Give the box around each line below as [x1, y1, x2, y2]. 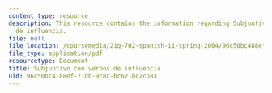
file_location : [8, 42, 60, 50]
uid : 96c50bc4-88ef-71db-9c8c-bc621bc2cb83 [8, 72, 158, 80]
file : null [8, 34, 45, 43]
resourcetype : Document [8, 57, 89, 66]
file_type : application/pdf [8, 49, 104, 57]
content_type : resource [8, 11, 89, 20]
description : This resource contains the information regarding [8, 19, 230, 27]
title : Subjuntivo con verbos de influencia [8, 65, 161, 73]
